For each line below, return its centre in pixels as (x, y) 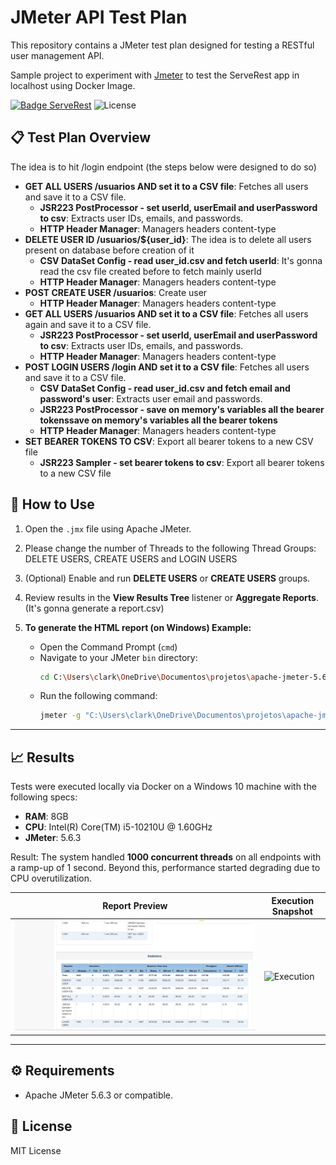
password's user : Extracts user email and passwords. (151, 398)
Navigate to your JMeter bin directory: (118, 657)
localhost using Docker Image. (73, 85)
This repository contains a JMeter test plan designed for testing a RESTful (162, 45)
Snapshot (292, 911)
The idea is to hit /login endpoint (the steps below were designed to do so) (163, 167)
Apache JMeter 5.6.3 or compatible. (99, 1095)
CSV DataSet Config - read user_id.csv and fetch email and (165, 388)
